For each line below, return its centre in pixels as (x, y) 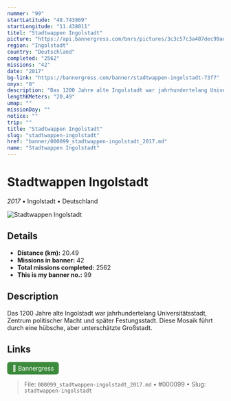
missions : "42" (29, 65)
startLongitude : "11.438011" (49, 26)
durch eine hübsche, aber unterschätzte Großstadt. (80, 327)
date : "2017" (26, 71)
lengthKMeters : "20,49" (41, 97)
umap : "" (20, 103)
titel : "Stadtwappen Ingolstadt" (55, 33)
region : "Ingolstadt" (38, 45)
